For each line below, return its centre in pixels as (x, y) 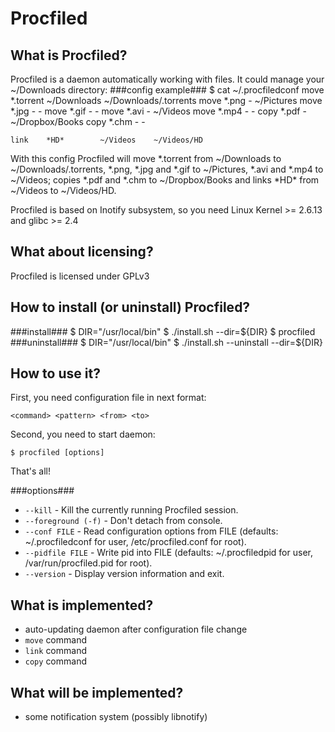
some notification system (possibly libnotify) (116, 717)
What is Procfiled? (69, 55)
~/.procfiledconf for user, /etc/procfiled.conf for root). (135, 542)
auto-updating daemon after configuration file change (136, 629)
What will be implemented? (97, 692)
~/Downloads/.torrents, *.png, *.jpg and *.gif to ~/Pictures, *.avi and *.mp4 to (167, 169)
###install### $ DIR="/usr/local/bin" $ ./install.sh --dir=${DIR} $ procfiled (163, 331)
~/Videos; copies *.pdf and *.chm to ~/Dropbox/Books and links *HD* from (165, 180)
